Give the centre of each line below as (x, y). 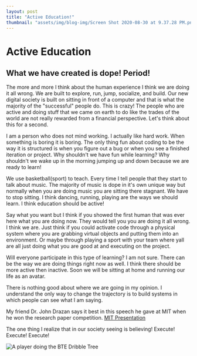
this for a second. (27, 125)
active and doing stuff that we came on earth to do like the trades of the (93, 112)
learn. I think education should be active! (55, 204)
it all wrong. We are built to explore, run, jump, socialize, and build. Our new (97, 93)
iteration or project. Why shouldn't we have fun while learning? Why (88, 155)
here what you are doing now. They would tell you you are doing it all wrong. (98, 221)
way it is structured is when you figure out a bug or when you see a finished (98, 149)
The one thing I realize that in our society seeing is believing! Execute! (91, 329)
